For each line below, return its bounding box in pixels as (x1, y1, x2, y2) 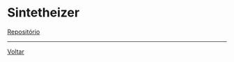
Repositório (7, 28, 40, 36)
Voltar (7, 47, 24, 56)
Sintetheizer (7, 5, 80, 21)
